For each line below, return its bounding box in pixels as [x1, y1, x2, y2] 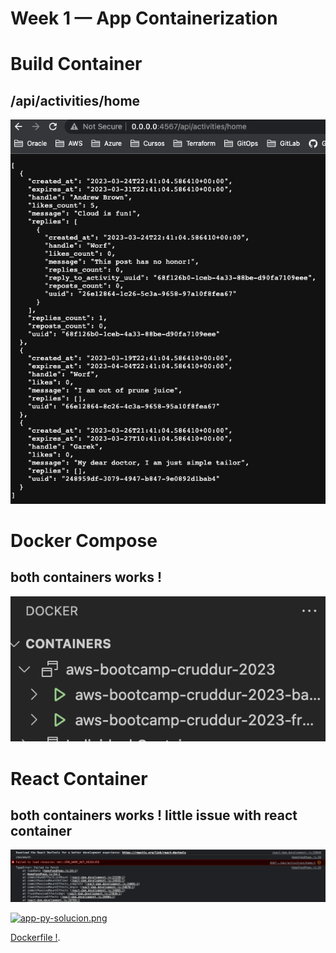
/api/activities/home [10, 92, 141, 109]
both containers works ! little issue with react [10, 807, 298, 824]
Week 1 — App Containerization [10, 7, 278, 30]
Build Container [10, 53, 143, 76]
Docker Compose [10, 529, 158, 552]
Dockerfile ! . [10, 932, 61, 944]
